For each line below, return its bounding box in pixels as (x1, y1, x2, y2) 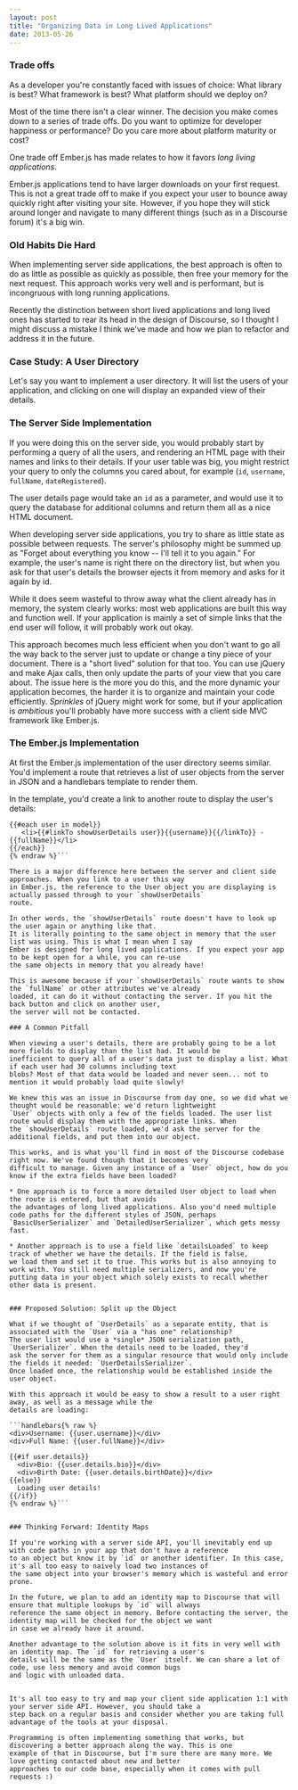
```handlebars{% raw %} (9, 1421, 98, 1430)
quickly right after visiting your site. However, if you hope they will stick (9, 197, 270, 208)
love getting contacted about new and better (9, 1756, 181, 1766)
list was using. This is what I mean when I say (9, 937, 193, 946)
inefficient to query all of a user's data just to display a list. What (9, 1054, 289, 1063)
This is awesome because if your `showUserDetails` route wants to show (9, 976, 285, 986)
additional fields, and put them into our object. (9, 1132, 201, 1142)
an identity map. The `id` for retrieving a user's (9, 1647, 205, 1656)
